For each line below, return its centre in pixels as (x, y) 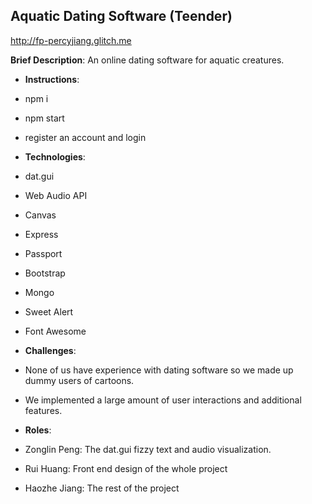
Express (41, 234)
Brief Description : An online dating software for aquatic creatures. (147, 60)
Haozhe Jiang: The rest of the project (102, 488)
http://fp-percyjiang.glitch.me (71, 40)
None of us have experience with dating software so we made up (159, 370)
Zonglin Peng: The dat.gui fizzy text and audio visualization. (148, 449)
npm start (44, 118)
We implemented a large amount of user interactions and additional (163, 400)
